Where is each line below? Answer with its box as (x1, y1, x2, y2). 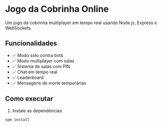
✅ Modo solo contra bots (12, 52, 64, 58)
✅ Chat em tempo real (12, 69, 58, 75)
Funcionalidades (5, 39, 58, 48)
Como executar (5, 95, 53, 103)
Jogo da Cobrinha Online (5, 3, 109, 15)
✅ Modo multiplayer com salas (12, 58, 75, 63)
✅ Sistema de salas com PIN (12, 63, 70, 69)
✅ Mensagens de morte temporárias (12, 80, 86, 86)
